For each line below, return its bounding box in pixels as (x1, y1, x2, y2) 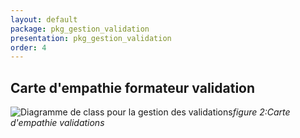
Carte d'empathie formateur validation (10, 79, 256, 96)
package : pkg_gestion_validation (10, 24, 150, 34)
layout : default (10, 14, 78, 25)
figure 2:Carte (232, 106, 291, 118)
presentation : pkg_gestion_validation (10, 33, 172, 43)
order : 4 (10, 42, 47, 53)
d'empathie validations (10, 117, 105, 129)
